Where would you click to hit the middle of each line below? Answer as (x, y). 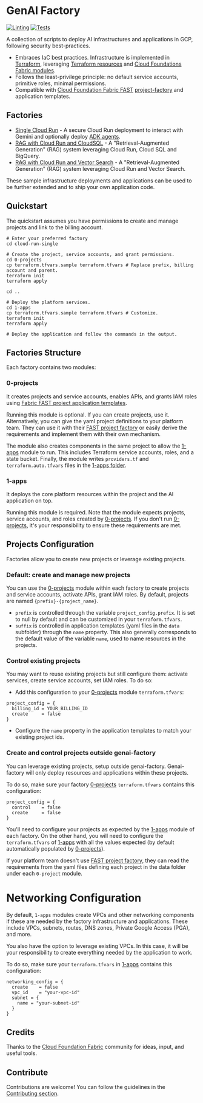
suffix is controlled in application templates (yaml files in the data (97, 626)
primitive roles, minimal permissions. (61, 83)
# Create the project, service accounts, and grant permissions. (90, 254)
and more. (19, 934)
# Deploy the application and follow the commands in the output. (92, 334)
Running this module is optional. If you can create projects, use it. (88, 415)
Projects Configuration (50, 545)
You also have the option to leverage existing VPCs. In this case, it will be (98, 946)
